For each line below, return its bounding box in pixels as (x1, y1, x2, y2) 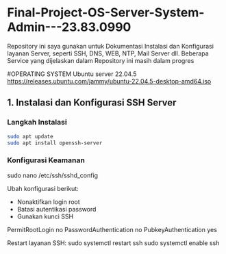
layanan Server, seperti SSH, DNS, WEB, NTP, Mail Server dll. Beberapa (7, 49, 209, 58)
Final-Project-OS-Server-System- (7, 5, 205, 21)
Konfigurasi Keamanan (7, 155, 86, 165)
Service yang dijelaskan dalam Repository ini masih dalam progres (7, 56, 194, 64)
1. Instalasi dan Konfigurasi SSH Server (7, 97, 177, 109)
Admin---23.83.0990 (7, 19, 131, 35)
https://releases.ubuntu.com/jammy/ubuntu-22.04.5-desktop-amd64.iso (7, 77, 212, 85)
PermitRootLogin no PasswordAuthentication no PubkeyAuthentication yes (7, 225, 218, 233)
